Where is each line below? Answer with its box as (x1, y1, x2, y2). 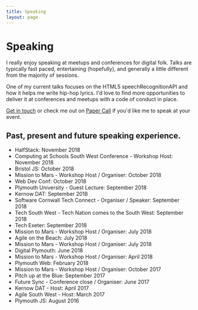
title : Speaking (6, 8, 46, 15)
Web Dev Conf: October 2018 (14, 178, 87, 185)
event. (6, 114, 22, 121)
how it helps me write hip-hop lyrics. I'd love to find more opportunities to (6, 89, 185, 96)
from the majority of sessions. (6, 72, 79, 79)
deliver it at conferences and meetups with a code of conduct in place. (6, 96, 178, 103)
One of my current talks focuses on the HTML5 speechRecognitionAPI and (6, 83, 188, 91)
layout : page (6, 14, 38, 20)
